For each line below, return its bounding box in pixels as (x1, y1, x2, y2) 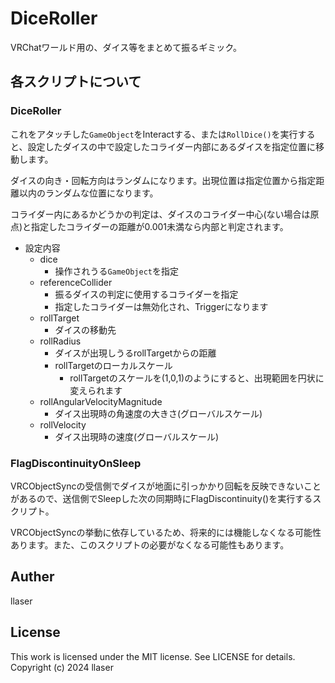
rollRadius (39, 335, 82, 347)
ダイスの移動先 (54, 323, 117, 336)
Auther (10, 568, 55, 586)
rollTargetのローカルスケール (54, 359, 173, 371)
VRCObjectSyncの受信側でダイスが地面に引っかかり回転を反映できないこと (10, 480, 322, 492)
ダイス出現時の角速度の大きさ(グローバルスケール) (54, 407, 263, 419)
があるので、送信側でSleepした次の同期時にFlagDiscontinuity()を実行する (10, 492, 313, 504)
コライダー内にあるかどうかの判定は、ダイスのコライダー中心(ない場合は (10, 208, 311, 220)
